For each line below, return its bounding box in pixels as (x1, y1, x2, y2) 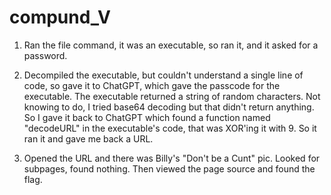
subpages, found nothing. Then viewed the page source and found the (23, 162, 316, 175)
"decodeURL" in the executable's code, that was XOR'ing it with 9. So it (23, 122, 317, 134)
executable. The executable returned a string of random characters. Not (23, 90, 321, 102)
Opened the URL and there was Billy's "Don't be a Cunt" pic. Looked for (23, 152, 321, 164)
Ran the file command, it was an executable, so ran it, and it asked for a (23, 39, 319, 51)
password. (23, 49, 68, 61)
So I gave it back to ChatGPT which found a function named (23, 111, 271, 123)
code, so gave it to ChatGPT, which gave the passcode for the (23, 79, 281, 91)
